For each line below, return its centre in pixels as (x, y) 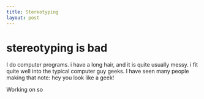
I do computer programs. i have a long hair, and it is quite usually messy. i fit (102, 65)
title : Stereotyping (33, 12)
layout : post (23, 18)
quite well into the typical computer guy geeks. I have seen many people (98, 71)
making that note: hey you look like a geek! (60, 78)
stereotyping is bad (57, 48)
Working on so (25, 90)
